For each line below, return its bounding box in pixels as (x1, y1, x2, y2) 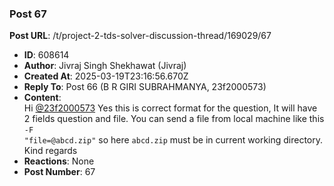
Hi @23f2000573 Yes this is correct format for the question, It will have (23, 102, 318, 114)
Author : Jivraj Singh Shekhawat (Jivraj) (23, 60, 187, 72)
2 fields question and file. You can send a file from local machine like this (23, 113, 325, 125)
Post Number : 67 (23, 166, 96, 178)
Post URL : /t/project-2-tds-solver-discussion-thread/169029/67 (9, 30, 272, 42)
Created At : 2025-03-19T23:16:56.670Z (23, 70, 189, 82)
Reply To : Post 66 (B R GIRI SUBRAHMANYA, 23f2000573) (23, 81, 267, 93)
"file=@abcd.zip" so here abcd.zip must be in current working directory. (23, 134, 324, 146)
